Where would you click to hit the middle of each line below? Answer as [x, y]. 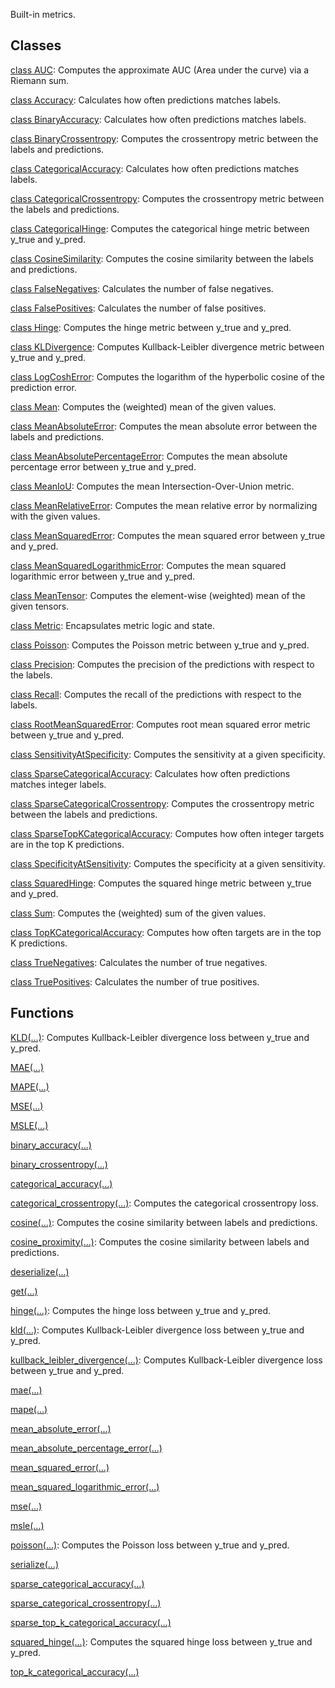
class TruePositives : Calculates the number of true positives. [135, 981]
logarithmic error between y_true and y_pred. [103, 576]
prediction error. [43, 387]
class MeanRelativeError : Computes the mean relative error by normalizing [164, 505]
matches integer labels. [58, 784]
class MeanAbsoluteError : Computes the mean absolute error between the [164, 426]
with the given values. [55, 516]
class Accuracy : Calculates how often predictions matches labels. [146, 100]
